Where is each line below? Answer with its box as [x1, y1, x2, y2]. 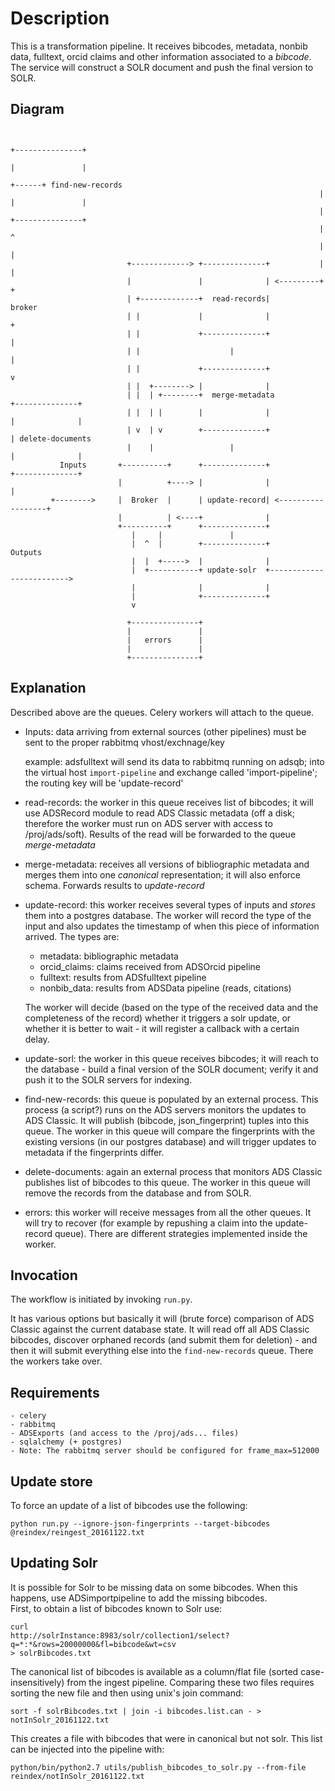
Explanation [10, 680, 87, 697]
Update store [10, 1473, 93, 1490]
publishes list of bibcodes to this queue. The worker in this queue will [24, 1176, 311, 1188]
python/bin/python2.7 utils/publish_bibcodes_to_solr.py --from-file [10, 1762, 307, 1772]
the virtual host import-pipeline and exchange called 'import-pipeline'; [24, 766, 318, 778]
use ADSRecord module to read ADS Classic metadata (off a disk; [24, 807, 295, 819]
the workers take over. [10, 1355, 103, 1367]
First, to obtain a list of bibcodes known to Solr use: [10, 1602, 223, 1614]
